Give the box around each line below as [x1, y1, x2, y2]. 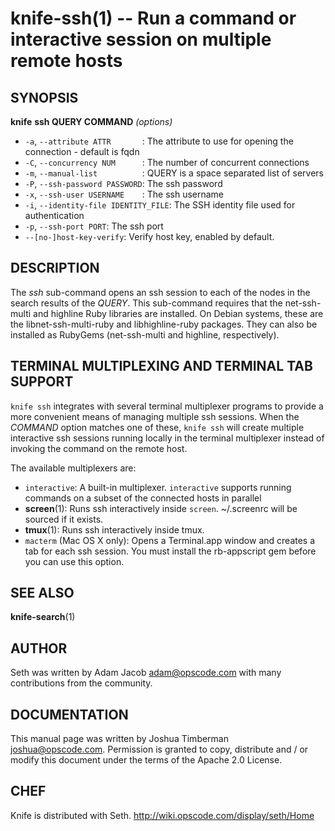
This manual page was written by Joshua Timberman [10, 733, 229, 745]
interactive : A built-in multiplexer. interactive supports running [24, 481, 292, 493]
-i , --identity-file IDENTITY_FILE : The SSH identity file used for [24, 199, 296, 211]
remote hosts [10, 50, 123, 72]
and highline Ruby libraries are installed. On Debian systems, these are [33, 307, 324, 319]
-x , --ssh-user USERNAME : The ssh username [24, 188, 225, 200]
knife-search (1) [10, 611, 76, 623]
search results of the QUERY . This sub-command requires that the [10, 297, 283, 309]
